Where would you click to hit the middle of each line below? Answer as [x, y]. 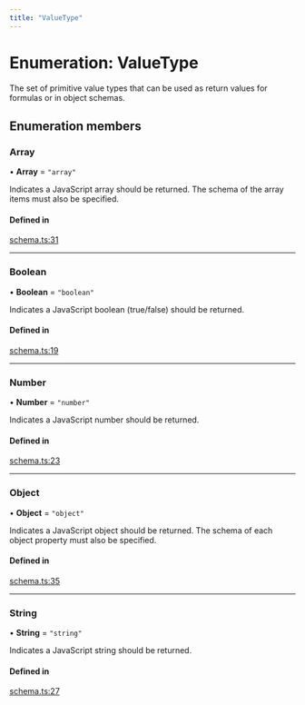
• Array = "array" [43, 172]
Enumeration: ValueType [104, 62]
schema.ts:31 [34, 240]
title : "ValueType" [46, 18]
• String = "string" [46, 633]
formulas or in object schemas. [67, 97]
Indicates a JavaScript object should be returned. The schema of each [141, 530]
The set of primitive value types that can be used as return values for [138, 88]
